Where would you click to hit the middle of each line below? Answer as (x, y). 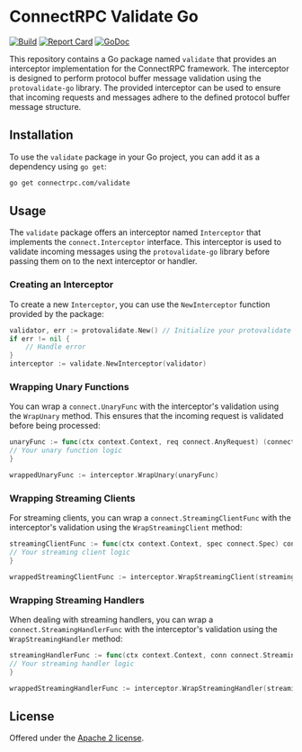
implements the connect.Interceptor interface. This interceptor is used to (145, 242)
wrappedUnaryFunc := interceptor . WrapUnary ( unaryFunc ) (114, 476)
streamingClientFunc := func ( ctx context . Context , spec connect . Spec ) (144, 544)
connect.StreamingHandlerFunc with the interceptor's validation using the (143, 629)
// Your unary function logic (66, 451)
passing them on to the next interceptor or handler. (103, 261)
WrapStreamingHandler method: (66, 639)
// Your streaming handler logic (72, 664)
